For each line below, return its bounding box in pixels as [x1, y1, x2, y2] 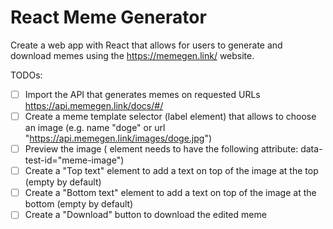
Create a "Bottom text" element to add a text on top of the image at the [24, 187, 317, 199]
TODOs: [10, 69, 43, 81]
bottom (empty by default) [24, 198, 134, 210]
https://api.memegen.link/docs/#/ [24, 100, 164, 111]
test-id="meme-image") [24, 154, 125, 166]
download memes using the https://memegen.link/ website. [10, 49, 255, 61]
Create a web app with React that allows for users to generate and [10, 39, 283, 51]
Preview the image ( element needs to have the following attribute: [24, 143, 299, 155]
